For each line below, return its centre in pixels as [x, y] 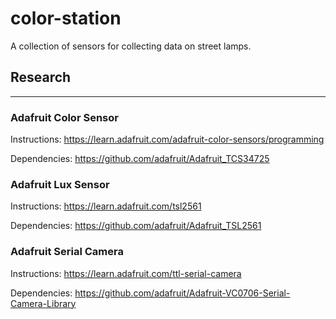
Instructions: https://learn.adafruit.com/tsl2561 [106, 206]
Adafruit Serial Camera [67, 252]
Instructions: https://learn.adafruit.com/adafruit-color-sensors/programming [167, 139]
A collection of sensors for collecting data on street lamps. [131, 46]
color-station [66, 18]
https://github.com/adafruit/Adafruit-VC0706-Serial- [182, 293]
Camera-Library [43, 303]
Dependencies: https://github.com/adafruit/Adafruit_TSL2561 [136, 226]
